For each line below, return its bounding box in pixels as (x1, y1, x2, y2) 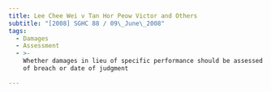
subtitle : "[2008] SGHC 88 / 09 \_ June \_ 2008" (8, 19, 165, 27)
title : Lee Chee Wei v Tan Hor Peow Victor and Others (8, 11, 198, 20)
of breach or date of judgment (23, 65, 129, 73)
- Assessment (15, 42, 60, 50)
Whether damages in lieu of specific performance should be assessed (23, 57, 264, 65)
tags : (8, 27, 27, 35)
